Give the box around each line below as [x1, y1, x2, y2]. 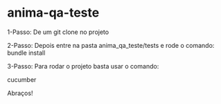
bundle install [7, 49, 46, 57]
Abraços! [7, 89, 33, 97]
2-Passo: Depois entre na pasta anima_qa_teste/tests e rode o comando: [7, 41, 215, 49]
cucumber [7, 75, 37, 84]
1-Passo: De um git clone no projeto [7, 28, 109, 36]
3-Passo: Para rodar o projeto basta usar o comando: [7, 62, 159, 70]
